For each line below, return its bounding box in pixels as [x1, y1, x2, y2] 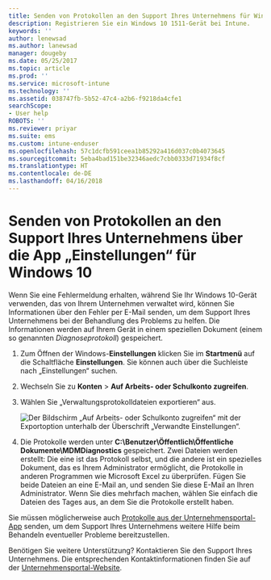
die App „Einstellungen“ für [8, 246, 197, 265]
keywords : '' [8, 27, 52, 35]
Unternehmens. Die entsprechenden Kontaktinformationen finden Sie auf [8, 554, 252, 564]
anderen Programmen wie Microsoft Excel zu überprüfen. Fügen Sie [19, 471, 247, 481]
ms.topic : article [8, 65, 70, 73]
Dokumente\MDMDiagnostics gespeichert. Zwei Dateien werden [19, 445, 238, 455]
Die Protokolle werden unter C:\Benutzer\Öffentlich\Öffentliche [19, 437, 234, 447]
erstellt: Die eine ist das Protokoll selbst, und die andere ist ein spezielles [19, 454, 262, 464]
